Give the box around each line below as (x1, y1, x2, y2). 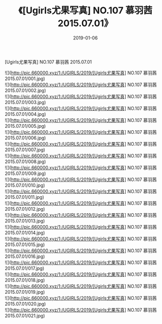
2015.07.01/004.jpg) (5, 111, 47, 117)
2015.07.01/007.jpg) (5, 147, 45, 153)
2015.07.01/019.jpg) (5, 289, 45, 295)
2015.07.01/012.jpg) (5, 206, 45, 212)
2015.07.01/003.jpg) (5, 99, 47, 105)
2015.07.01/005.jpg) (5, 123, 46, 129)
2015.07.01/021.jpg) (5, 312, 45, 318)
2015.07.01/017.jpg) (5, 265, 44, 271)
